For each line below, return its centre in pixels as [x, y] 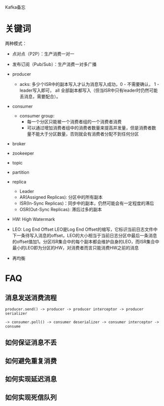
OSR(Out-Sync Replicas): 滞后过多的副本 [61, 209]
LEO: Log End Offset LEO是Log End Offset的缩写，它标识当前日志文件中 [85, 229]
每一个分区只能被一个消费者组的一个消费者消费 [74, 121]
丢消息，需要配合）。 [40, 96]
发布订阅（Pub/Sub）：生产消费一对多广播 [54, 64]
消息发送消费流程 [31, 298]
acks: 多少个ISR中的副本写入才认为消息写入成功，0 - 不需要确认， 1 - [89, 84]
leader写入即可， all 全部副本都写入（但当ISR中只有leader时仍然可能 [89, 90]
